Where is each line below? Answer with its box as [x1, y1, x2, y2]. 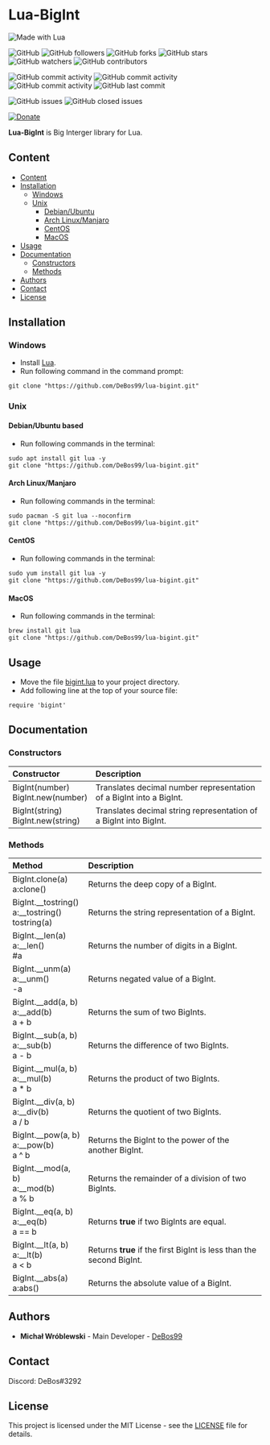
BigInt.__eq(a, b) [12, 1206, 74, 1217]
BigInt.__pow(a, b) [12, 1129, 80, 1140]
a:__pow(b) [12, 1139, 55, 1150]
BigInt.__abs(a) [12, 1272, 68, 1283]
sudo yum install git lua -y [8, 569, 106, 577]
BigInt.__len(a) [12, 929, 67, 940]
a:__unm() [12, 973, 50, 984]
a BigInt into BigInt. [95, 815, 167, 826]
